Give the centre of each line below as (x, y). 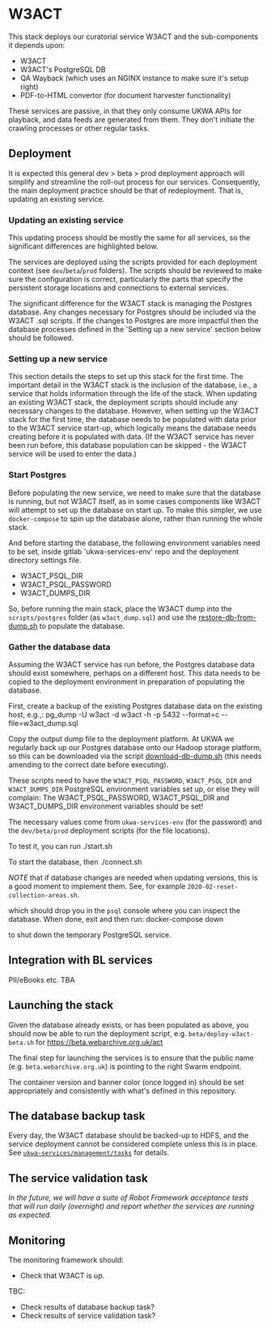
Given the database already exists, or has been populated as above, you (129, 1025)
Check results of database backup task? (87, 1307)
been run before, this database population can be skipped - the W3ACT (128, 446)
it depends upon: (37, 45)
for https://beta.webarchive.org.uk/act (100, 1042)
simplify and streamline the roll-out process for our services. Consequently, (134, 181)
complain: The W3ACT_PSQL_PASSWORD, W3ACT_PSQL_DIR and (119, 797)
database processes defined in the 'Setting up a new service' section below (135, 330)
